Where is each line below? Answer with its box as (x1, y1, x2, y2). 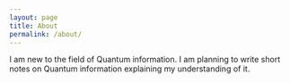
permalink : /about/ (9, 29, 83, 38)
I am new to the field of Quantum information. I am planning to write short (9, 54, 281, 65)
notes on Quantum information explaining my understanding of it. (9, 63, 250, 74)
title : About (9, 21, 58, 30)
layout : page (9, 12, 58, 22)
